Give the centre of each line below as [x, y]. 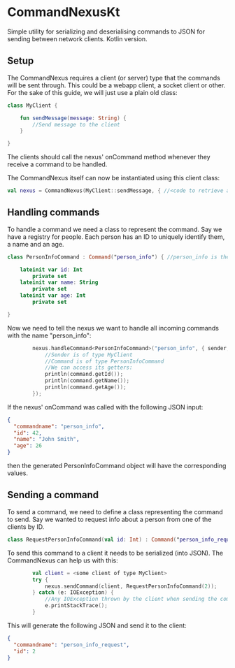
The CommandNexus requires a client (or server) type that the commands [114, 78]
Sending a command [53, 495]
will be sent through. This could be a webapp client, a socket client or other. [116, 85]
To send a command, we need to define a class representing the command [115, 511]
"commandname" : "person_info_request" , [72, 645]
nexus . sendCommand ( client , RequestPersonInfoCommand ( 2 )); [131, 586]
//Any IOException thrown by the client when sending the [131, 599]
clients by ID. [26, 527]
